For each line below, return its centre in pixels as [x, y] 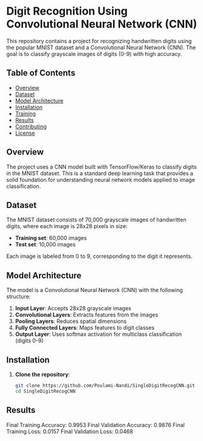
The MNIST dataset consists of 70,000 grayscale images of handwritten [96, 220]
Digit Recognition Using [67, 11]
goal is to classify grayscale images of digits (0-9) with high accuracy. [94, 54]
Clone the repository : [43, 374]
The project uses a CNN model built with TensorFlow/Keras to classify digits [101, 167]
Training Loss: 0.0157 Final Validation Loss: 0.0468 [70, 431]
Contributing [31, 127]
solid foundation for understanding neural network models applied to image [101, 179]
